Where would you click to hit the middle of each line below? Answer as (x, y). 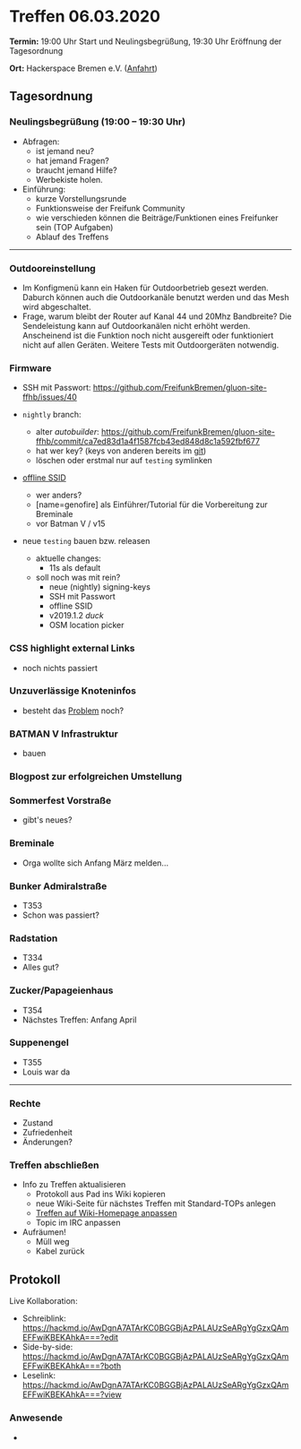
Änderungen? (47, 1142)
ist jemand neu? (65, 151)
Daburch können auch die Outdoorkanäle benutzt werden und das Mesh (155, 297)
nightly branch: (52, 415)
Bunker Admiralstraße (58, 886)
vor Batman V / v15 (70, 524)
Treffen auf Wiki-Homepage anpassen (106, 1213)
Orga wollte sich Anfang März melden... (95, 863)
